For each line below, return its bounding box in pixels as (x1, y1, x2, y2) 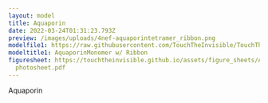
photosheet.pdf (15, 64, 66, 72)
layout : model (8, 11, 56, 20)
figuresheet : (8, 57, 52, 65)
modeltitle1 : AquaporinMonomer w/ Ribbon (8, 49, 148, 57)
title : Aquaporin (8, 19, 66, 27)
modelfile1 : (8, 42, 48, 50)
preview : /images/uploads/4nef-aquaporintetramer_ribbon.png (8, 34, 216, 42)
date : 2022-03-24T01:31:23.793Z (8, 26, 116, 34)
